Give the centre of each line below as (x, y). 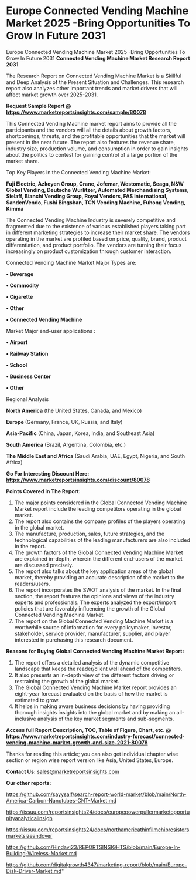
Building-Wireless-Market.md (42, 853)
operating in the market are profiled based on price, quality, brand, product (97, 238)
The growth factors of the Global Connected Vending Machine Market (99, 552)
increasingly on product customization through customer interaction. (89, 251)
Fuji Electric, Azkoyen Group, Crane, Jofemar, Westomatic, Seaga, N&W (95, 184)
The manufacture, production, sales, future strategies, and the (90, 534)
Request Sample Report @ (39, 106)
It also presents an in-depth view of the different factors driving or (94, 675)
